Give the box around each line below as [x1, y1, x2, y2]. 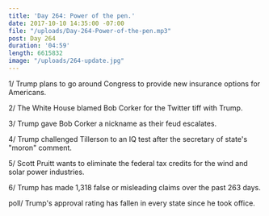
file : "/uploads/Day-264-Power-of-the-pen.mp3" [8, 27, 172, 35]
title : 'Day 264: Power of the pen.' [8, 11, 136, 20]
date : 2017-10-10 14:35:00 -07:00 [8, 19, 125, 27]
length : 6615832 [8, 49, 63, 57]
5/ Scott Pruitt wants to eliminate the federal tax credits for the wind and [8, 158, 248, 168]
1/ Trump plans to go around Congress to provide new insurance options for [8, 78, 261, 89]
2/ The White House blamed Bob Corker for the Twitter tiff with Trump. [8, 102, 243, 113]
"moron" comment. [8, 143, 73, 152]
